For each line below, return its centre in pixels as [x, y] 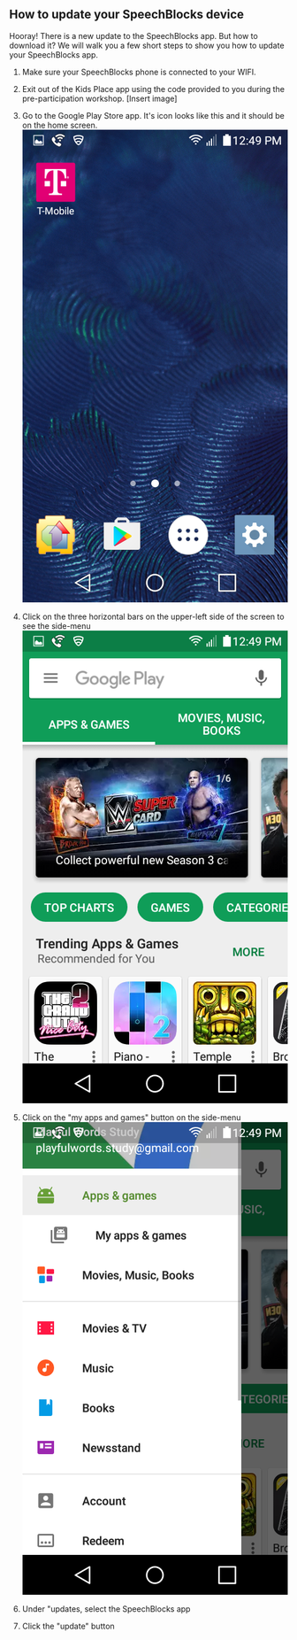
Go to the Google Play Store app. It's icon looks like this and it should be [153, 115]
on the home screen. [60, 125]
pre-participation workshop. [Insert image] [99, 98]
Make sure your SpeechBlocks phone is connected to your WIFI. [139, 72]
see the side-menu [56, 626]
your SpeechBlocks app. [54, 54]
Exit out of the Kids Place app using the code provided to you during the [153, 89]
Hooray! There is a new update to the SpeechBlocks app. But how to [133, 35]
